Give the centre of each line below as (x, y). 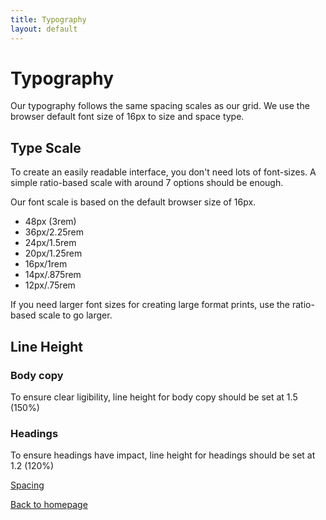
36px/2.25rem (54, 232)
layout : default (44, 29)
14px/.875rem (53, 275)
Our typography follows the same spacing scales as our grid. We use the (160, 106)
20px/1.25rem (53, 253)
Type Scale (46, 147)
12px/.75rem (50, 285)
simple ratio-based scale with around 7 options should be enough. (147, 183)
